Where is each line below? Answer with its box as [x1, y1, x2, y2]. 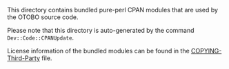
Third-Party [7, 54, 40, 62]
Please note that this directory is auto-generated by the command [7, 27, 195, 34]
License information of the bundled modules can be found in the [7, 47, 190, 55]
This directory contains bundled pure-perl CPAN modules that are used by [7, 6, 219, 14]
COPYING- [190, 47, 222, 55]
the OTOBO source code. [7, 13, 79, 21]
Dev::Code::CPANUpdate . [7, 33, 74, 42]
